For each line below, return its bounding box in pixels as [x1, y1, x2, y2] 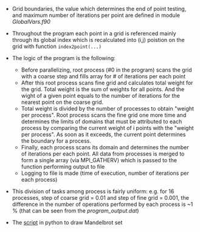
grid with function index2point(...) [12, 43, 102, 50]
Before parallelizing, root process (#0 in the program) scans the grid [21, 66, 193, 73]
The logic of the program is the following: [12, 55, 116, 61]
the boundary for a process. [21, 137, 91, 145]
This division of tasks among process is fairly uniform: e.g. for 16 [12, 188, 174, 195]
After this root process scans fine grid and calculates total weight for [21, 79, 193, 86]
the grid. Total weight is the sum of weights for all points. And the [21, 86, 185, 93]
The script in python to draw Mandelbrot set [12, 219, 123, 226]
